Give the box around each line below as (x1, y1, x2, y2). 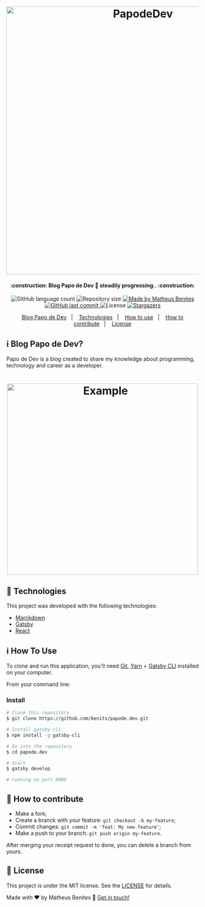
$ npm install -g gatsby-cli (6, 732, 81, 738)
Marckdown (15, 614, 46, 622)
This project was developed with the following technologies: (6, 602, 157, 609)
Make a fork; (15, 810, 48, 817)
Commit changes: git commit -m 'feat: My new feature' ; (15, 823, 162, 830)
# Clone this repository (6, 710, 70, 716)
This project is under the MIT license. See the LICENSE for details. (6, 882, 173, 889)
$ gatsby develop (6, 766, 51, 772)
